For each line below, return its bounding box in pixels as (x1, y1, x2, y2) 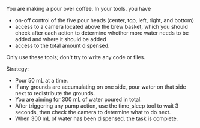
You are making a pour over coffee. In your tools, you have (6, 5, 151, 12)
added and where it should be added (14, 36, 106, 42)
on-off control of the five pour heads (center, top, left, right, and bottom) (14, 17, 194, 23)
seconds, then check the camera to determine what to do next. (14, 109, 171, 115)
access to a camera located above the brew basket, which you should (14, 23, 188, 30)
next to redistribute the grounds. (14, 90, 95, 96)
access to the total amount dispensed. (14, 42, 110, 49)
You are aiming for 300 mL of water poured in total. (14, 96, 142, 103)
